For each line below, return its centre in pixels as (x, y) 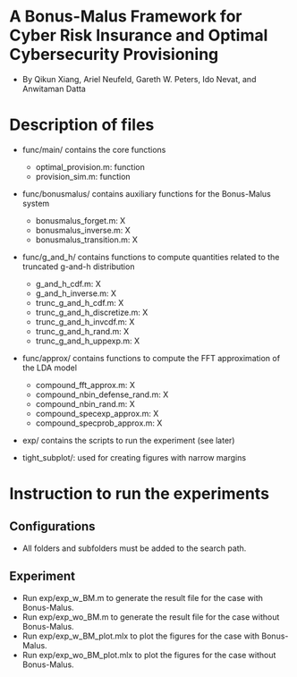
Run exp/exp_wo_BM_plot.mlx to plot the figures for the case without (149, 655)
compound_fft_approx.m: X (85, 385)
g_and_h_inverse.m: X (76, 293)
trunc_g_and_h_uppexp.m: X (88, 341)
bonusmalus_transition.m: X (87, 240)
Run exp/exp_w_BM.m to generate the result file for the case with (143, 597)
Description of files (82, 125)
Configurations (52, 526)
